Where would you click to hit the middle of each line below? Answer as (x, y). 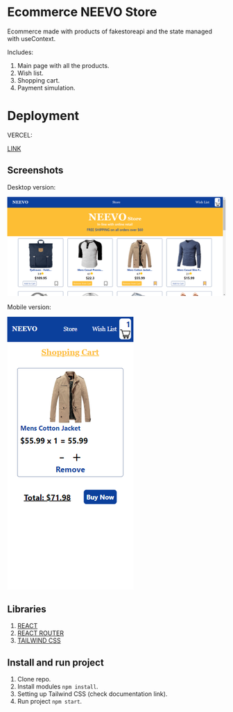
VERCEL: (20, 135)
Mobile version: (29, 307)
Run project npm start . (49, 702)
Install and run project (55, 662)
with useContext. (32, 38)
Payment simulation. (46, 88)
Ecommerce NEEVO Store (82, 12)
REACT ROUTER (41, 634)
